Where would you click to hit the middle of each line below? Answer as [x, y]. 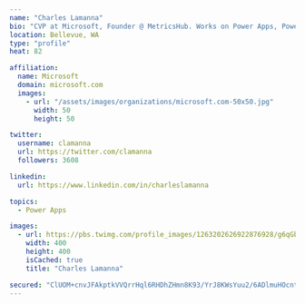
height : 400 [48, 251]
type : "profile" [40, 43]
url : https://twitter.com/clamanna [85, 152]
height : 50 [54, 119]
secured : [26, 285]
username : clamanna [54, 143]
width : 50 [52, 110]
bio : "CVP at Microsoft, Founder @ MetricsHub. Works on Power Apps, [144, 26]
